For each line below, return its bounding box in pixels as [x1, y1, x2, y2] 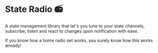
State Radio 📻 [5, 4, 63, 15]
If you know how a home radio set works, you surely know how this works [5, 37, 153, 43]
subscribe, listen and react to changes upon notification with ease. [5, 28, 139, 34]
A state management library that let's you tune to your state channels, [5, 23, 145, 29]
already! [5, 42, 21, 48]
